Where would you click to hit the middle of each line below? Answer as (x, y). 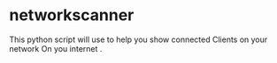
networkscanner (72, 15)
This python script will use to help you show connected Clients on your (138, 39)
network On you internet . (56, 48)
